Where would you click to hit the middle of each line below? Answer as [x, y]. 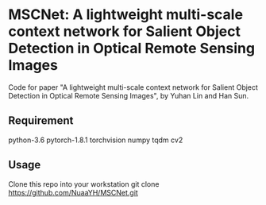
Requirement [41, 121]
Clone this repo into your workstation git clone [84, 184]
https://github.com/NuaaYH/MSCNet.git [73, 192]
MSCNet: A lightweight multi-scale [126, 15]
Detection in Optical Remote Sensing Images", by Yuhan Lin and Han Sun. [129, 95]
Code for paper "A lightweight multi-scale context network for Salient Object [133, 87]
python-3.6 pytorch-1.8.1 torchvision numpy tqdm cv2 [96, 140]
